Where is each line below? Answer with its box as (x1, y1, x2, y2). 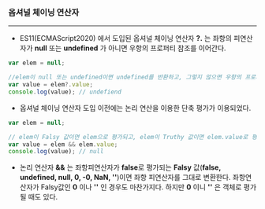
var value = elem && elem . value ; (8, 140, 118, 148)
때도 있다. (28, 192, 58, 202)
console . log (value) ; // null (8, 148, 104, 156)
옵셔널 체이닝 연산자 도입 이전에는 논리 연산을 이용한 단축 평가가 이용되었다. (19, 103, 252, 112)
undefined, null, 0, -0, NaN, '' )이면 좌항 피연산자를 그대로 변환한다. (19, 173, 231, 182)
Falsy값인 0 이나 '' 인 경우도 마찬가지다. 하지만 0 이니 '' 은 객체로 (40, 182, 242, 192)
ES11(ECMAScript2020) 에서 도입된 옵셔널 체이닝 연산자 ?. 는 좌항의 (19, 34, 233, 43)
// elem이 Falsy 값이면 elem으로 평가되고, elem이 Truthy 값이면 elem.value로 (8, 133, 248, 141)
